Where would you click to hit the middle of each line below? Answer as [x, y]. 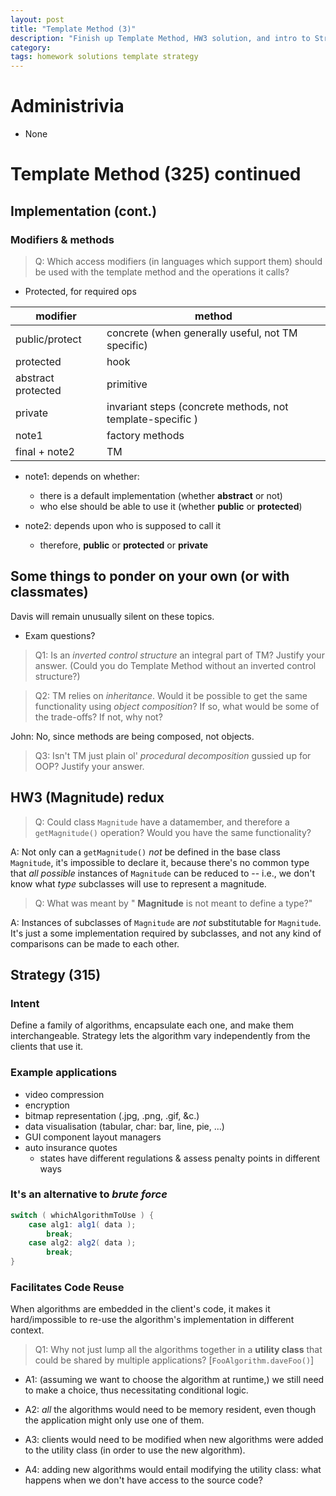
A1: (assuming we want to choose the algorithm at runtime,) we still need [174, 1380]
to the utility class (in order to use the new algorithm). [135, 1450]
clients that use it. [46, 1047]
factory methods [145, 435]
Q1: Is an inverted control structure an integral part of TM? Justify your [179, 655]
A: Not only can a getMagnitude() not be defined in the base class [145, 852]
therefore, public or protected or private [124, 545]
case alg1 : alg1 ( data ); [82, 1224]
